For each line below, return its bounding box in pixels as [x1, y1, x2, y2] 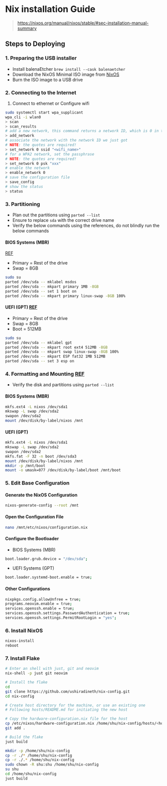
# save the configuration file [5, 175, 70, 180]
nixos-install [5, 638, 35, 643]
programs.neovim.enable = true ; [5, 602, 72, 607]
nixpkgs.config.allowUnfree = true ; [5, 597, 81, 602]
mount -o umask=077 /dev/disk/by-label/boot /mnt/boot [5, 468, 121, 473]
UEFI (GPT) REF [5, 304, 37, 310]
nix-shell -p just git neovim [5, 671, 68, 676]
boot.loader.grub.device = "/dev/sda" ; [5, 556, 88, 561]
